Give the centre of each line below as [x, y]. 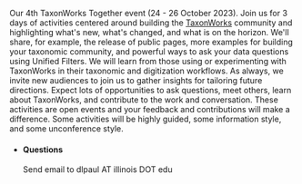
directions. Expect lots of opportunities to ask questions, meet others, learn [151, 90]
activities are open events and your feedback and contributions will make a [150, 109]
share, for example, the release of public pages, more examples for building [151, 42]
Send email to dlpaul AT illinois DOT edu [97, 169]
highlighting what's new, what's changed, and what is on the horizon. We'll [149, 32]
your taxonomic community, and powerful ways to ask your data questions [149, 52]
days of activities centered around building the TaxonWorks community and [151, 23]
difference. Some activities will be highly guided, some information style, [146, 119]
